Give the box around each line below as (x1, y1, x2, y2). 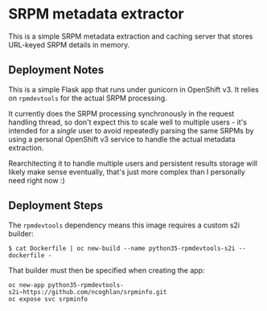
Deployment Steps (8, 198, 103, 213)
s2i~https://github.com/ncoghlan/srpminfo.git (8, 288, 167, 296)
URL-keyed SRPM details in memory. (8, 39, 130, 49)
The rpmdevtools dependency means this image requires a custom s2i (8, 220, 240, 230)
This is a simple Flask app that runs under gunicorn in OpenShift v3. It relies (8, 84, 259, 94)
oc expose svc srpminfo (8, 295, 88, 303)
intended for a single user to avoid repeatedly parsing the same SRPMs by (8, 125, 254, 135)
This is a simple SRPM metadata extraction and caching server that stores (8, 31, 253, 41)
